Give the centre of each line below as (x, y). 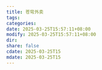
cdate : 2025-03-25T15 (34, 52)
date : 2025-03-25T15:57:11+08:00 (49, 29)
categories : (21, 23)
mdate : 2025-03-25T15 (34, 57)
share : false (23, 46)
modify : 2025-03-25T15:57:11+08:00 (51, 35)
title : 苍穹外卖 (25, 12)
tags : (13, 18)
